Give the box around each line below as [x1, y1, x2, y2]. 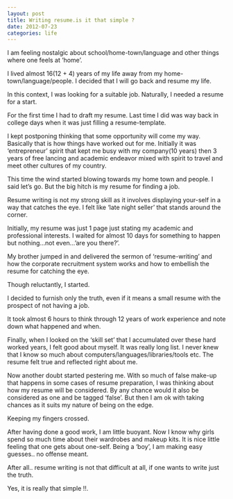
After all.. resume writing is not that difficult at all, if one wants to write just [7, 464, 220, 472]
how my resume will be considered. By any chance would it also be [7, 386, 199, 395]
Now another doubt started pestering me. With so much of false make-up [7, 371, 217, 379]
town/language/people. [7, 77, 74, 85]
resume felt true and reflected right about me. [7, 358, 138, 366]
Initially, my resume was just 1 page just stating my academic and [7, 224, 193, 233]
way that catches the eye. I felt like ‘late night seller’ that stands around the [7, 203, 221, 212]
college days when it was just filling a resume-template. [7, 119, 166, 127]
